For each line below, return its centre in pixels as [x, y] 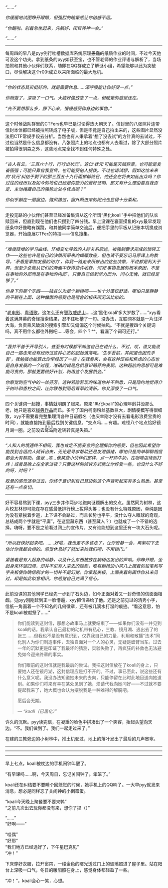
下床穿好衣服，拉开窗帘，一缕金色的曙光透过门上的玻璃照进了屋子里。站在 [82, 864]
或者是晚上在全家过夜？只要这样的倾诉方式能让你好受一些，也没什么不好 [88, 464]
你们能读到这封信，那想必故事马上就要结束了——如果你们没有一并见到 [89, 623]
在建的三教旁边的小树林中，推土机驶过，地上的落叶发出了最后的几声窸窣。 [82, 739]
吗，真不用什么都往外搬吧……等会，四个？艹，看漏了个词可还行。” [72, 331]
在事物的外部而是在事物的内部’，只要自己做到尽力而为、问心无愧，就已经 [80, 274]
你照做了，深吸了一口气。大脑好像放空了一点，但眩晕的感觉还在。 [73, 98]
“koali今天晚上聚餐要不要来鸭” [36, 801]
